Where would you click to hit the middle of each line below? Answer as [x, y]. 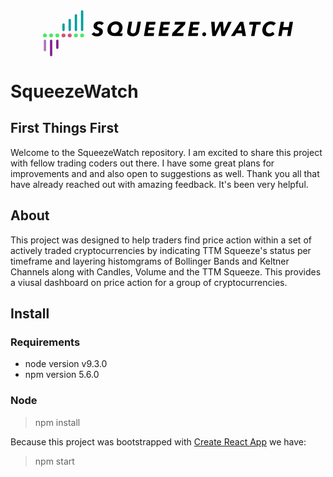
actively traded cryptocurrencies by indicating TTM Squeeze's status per [161, 250]
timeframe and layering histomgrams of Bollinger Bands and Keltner [150, 261]
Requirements [45, 342]
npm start [54, 461]
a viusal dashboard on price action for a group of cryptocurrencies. [149, 282]
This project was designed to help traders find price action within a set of [161, 240]
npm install [57, 422]
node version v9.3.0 [66, 364]
